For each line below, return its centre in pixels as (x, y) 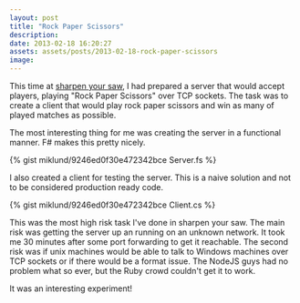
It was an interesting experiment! (71, 288)
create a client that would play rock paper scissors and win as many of (142, 105)
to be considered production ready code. (87, 187)
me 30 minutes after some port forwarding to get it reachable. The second (149, 242)
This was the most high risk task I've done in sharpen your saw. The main (147, 222)
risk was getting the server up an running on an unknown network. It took (147, 232)
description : (34, 35)
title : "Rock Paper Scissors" (67, 26)
